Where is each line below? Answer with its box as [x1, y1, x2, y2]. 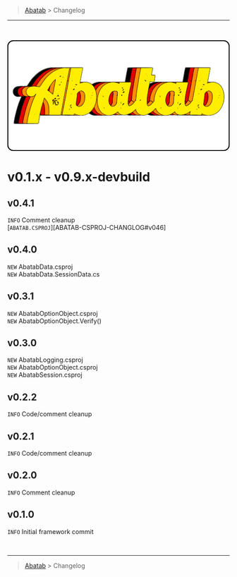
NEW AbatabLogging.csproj [7, 356, 83, 364]
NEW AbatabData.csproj [7, 262, 73, 271]
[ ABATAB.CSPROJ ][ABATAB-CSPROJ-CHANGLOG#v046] [7, 224, 166, 231]
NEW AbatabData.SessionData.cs [7, 269, 100, 278]
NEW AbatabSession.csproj [7, 370, 83, 379]
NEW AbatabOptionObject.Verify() [7, 317, 102, 325]
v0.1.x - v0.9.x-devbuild [7, 169, 150, 186]
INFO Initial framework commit [7, 527, 94, 535]
